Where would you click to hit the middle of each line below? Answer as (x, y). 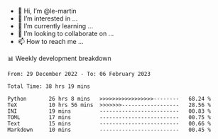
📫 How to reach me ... (50, 41)
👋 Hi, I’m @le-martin (47, 11)
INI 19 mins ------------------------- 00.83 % (109, 111)
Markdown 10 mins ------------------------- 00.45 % (109, 130)
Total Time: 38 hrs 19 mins (49, 87)
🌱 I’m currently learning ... (55, 26)
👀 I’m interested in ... (48, 18)
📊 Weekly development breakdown (59, 58)
